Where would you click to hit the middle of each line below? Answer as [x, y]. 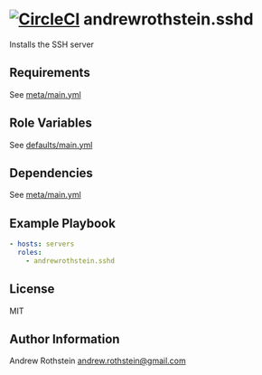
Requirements [50, 73]
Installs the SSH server [52, 44]
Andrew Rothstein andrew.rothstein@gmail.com [98, 361]
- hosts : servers [42, 244]
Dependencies [51, 173]
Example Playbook [62, 223]
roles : [30, 253]
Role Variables [51, 123]
